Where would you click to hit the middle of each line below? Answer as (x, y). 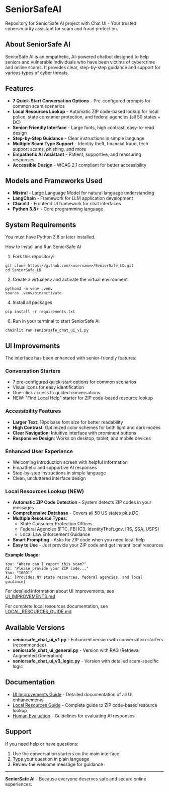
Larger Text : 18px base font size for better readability (68, 422)
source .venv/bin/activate (33, 293)
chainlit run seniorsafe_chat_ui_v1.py (47, 330)
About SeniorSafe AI (38, 45)
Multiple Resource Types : (40, 518)
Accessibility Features (33, 411)
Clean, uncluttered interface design (49, 478)
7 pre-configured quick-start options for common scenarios (74, 382)
